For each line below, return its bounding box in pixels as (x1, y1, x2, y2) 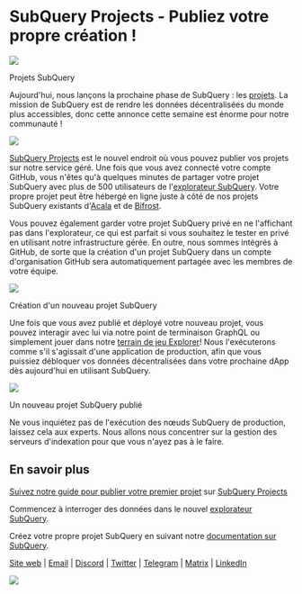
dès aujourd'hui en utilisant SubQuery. (9, 364, 151, 375)
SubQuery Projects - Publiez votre (9, 6, 270, 27)
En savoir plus (9, 462, 90, 478)
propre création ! (9, 25, 138, 46)
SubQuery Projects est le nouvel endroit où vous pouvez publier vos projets (9, 152, 289, 163)
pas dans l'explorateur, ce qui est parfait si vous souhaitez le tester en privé (9, 227, 289, 238)
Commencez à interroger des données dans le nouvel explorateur (9, 503, 253, 514)
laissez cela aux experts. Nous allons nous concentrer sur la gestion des (9, 426, 278, 437)
